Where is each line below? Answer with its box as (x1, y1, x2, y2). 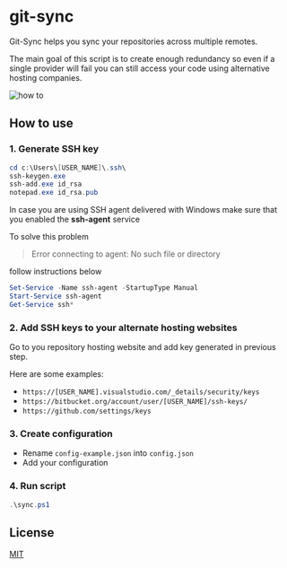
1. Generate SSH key (9, 143, 100, 155)
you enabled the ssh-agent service (9, 214, 141, 225)
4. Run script (9, 480, 66, 493)
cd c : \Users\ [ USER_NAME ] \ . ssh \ (9, 163, 126, 172)
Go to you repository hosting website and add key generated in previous (9, 342, 276, 353)
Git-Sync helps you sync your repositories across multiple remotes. (9, 36, 258, 47)
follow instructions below (9, 267, 102, 277)
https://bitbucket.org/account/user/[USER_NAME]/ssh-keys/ (22, 398, 248, 406)
